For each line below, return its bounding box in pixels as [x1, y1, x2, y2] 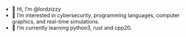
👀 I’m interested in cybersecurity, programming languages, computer [11, 12, 180, 19]
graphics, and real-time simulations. [11, 18, 100, 25]
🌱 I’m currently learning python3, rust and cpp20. [11, 24, 132, 31]
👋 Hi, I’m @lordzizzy [11, 6, 61, 12]
